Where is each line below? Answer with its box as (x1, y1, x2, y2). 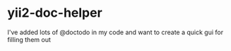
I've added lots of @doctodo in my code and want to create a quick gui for (7, 28, 224, 36)
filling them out (7, 35, 52, 43)
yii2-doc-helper (7, 5, 102, 21)
